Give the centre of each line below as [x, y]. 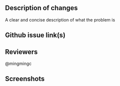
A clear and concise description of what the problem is [60, 20]
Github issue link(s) [35, 35]
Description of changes [41, 8]
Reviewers [21, 52]
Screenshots [25, 79]
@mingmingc [18, 64]
